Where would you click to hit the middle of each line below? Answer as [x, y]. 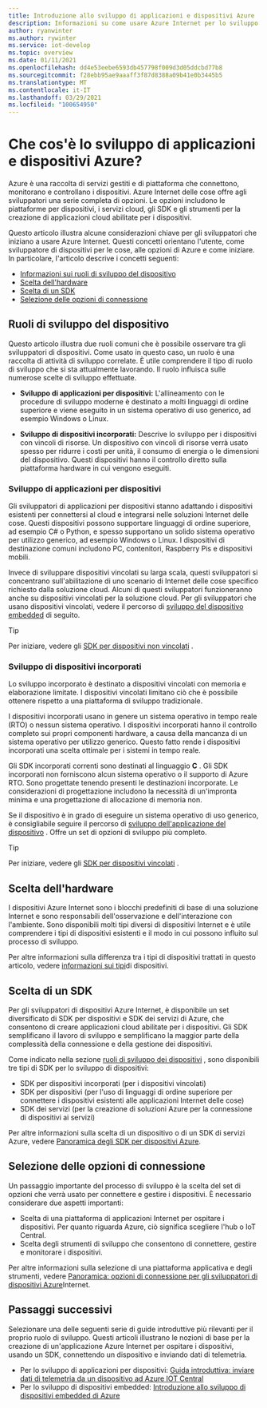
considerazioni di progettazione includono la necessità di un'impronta [123, 791]
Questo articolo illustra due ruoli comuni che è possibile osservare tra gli [127, 344]
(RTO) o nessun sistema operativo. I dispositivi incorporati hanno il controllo [133, 725]
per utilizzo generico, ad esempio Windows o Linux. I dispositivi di [117, 540]
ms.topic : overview [41, 53]
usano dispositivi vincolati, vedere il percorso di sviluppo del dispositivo [126, 607]
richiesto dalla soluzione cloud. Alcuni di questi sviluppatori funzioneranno [130, 590]
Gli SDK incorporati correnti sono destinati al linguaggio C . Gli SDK [118, 766]
